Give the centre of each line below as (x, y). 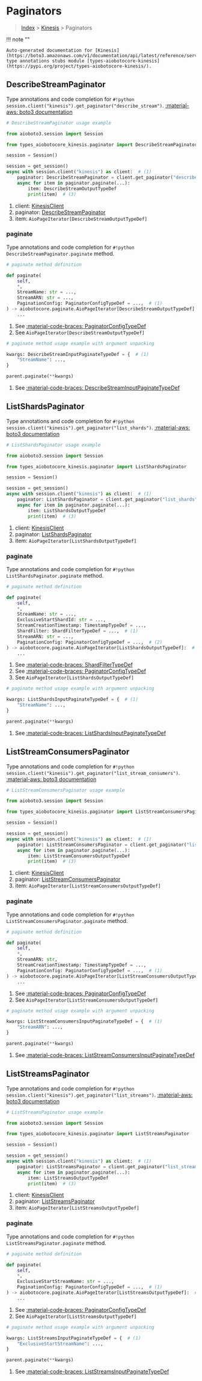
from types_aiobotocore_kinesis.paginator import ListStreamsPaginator (98, 1134)
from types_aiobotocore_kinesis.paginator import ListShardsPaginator (96, 467)
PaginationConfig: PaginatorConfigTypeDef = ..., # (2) (90, 642)
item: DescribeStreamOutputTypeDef (72, 188)
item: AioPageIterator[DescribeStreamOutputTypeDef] (81, 218)
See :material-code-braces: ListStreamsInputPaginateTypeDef (92, 1371)
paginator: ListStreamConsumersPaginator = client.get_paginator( (102, 845)
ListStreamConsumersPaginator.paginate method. (67, 920)
